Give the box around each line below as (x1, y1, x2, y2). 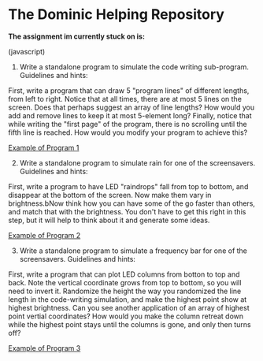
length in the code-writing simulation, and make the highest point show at (8, 294, 247, 304)
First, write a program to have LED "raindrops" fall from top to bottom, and (8, 181, 249, 191)
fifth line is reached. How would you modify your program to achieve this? (8, 128, 248, 137)
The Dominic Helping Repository (8, 6, 224, 24)
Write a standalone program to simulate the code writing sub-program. (19, 61, 250, 72)
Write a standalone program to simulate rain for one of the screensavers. (19, 158, 256, 167)
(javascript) (8, 47, 46, 56)
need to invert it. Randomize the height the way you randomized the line (8, 286, 242, 296)
